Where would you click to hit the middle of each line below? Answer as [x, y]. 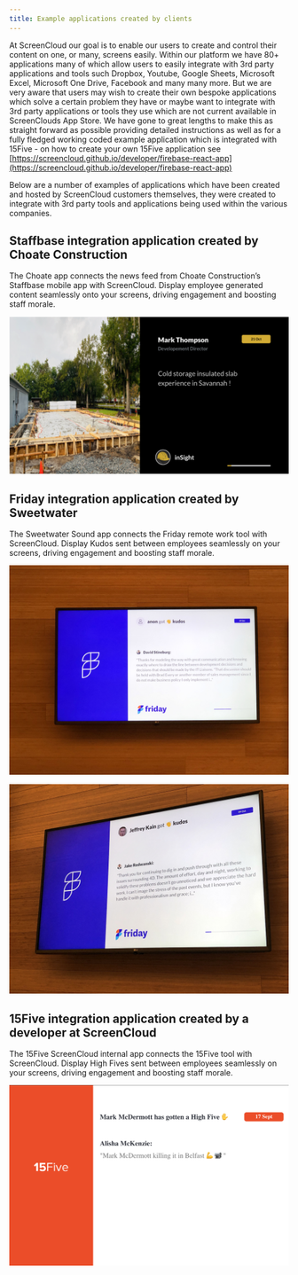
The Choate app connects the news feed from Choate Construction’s [135, 276]
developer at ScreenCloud [83, 1033]
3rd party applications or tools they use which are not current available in [143, 111]
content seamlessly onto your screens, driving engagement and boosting [143, 295]
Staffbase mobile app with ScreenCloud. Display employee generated [136, 286]
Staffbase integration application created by [134, 241]
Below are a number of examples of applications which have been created [145, 184]
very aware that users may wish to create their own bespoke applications [143, 92]
